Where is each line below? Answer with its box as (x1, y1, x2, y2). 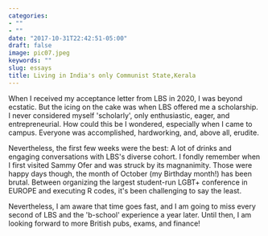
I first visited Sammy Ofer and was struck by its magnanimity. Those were (8, 160, 253, 169)
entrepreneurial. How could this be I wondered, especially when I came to (8, 119, 253, 128)
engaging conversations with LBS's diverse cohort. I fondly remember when (8, 152, 261, 161)
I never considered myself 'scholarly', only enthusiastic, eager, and (8, 110, 230, 120)
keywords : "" (8, 57, 52, 65)
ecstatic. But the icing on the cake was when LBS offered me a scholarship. (8, 102, 259, 112)
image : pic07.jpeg (8, 49, 70, 57)
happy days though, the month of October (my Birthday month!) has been (8, 169, 252, 178)
